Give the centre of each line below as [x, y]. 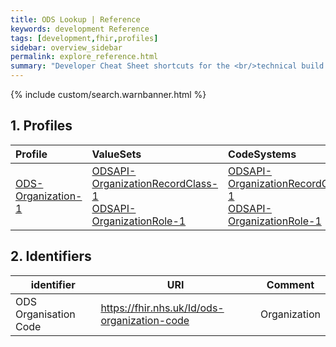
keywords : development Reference [80, 29]
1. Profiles [41, 126]
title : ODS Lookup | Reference [75, 19]
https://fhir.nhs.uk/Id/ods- [162, 308]
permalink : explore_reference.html [84, 57]
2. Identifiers [51, 256]
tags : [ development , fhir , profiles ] [84, 38]
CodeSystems [262, 154]
